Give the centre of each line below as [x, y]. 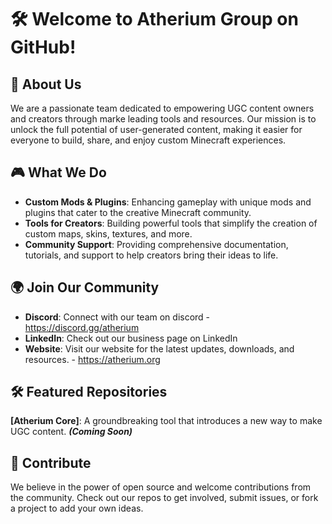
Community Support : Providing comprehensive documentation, [156, 244]
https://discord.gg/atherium [82, 327]
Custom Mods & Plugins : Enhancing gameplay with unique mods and [168, 202]
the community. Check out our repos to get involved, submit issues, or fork [164, 498]
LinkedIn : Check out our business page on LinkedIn [131, 338]
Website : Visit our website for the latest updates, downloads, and [159, 348]
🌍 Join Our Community [85, 287]
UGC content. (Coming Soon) [71, 432]
